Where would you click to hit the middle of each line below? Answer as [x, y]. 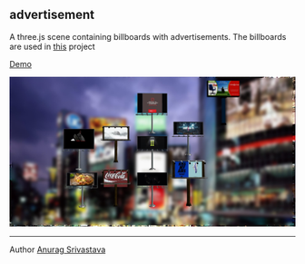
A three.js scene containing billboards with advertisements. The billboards [148, 36]
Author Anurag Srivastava [58, 249]
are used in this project [52, 46]
